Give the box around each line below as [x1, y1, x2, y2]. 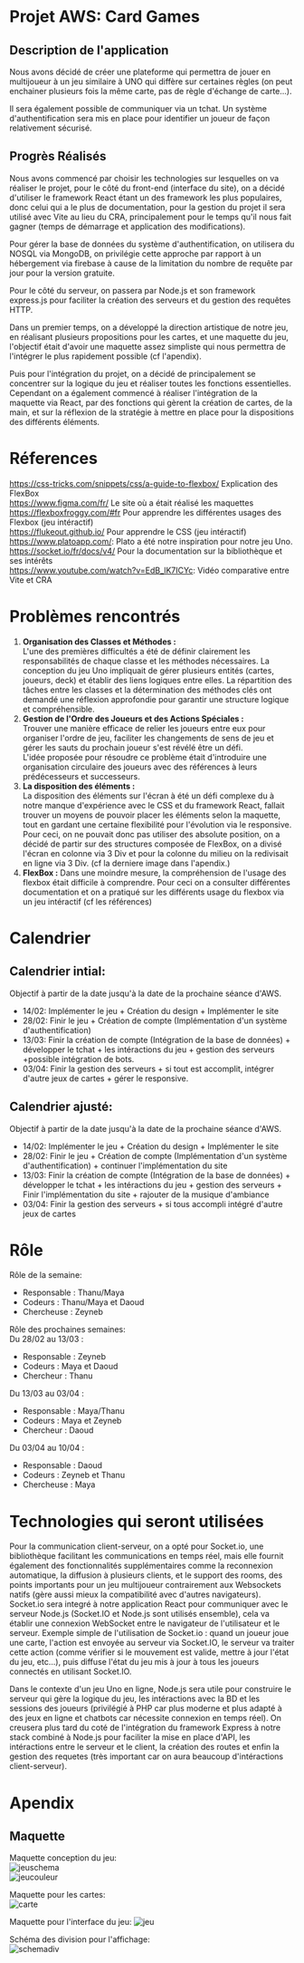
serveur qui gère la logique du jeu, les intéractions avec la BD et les [9, 1693, 261, 1705]
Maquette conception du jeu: [9, 1852, 118, 1863]
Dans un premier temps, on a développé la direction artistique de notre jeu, [9, 322, 289, 333]
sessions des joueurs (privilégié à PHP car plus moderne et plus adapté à [9, 1703, 282, 1714]
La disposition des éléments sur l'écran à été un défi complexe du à [22, 790, 274, 801]
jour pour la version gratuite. [9, 267, 115, 278]
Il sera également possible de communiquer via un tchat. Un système [9, 103, 268, 114]
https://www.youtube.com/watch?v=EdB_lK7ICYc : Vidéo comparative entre [9, 565, 290, 575]
